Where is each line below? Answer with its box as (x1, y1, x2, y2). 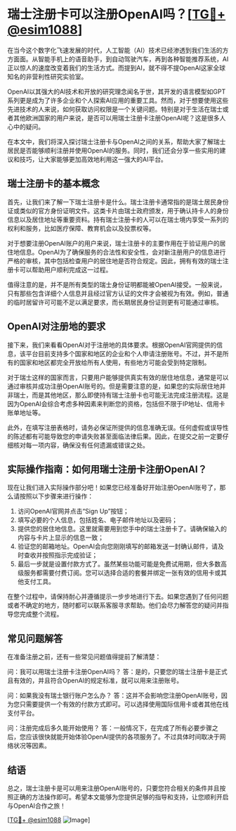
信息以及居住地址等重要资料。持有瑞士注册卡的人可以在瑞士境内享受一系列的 (7, 215, 229, 224)
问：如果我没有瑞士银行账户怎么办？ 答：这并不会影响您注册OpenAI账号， (7, 691, 222, 700)
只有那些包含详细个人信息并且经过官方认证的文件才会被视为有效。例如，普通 (7, 289, 229, 298)
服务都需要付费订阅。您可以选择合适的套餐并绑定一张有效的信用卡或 (23, 569, 221, 577)
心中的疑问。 (7, 122, 44, 131)
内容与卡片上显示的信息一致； (17, 533, 104, 542)
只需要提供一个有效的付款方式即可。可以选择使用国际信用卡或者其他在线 (19, 700, 229, 709)
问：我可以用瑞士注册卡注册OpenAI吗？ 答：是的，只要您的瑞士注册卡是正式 (7, 668, 228, 676)
